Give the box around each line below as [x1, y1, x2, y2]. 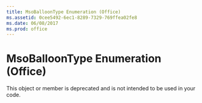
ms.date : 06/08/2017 [6, 20, 59, 26]
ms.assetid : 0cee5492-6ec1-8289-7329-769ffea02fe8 [6, 15, 138, 21]
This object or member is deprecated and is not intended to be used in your [6, 85, 196, 92]
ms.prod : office [6, 25, 47, 32]
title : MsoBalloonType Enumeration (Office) [6, 8, 121, 15]
